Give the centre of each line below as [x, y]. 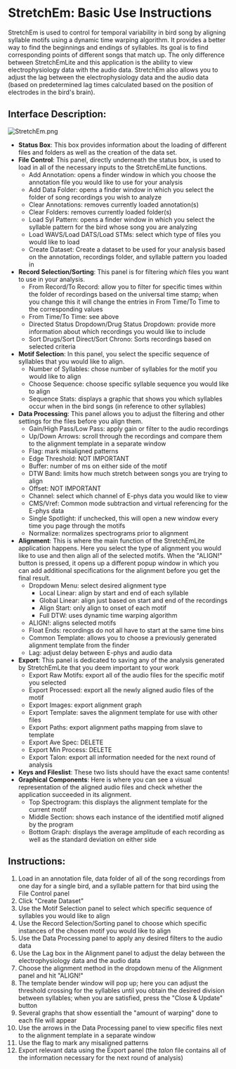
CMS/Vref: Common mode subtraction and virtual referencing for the [128, 503]
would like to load [54, 242]
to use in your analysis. [51, 279]
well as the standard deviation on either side [93, 839]
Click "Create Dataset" [51, 900]
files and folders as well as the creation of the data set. [98, 152]
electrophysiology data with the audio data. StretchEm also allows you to [113, 70]
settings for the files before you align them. [80, 421]
